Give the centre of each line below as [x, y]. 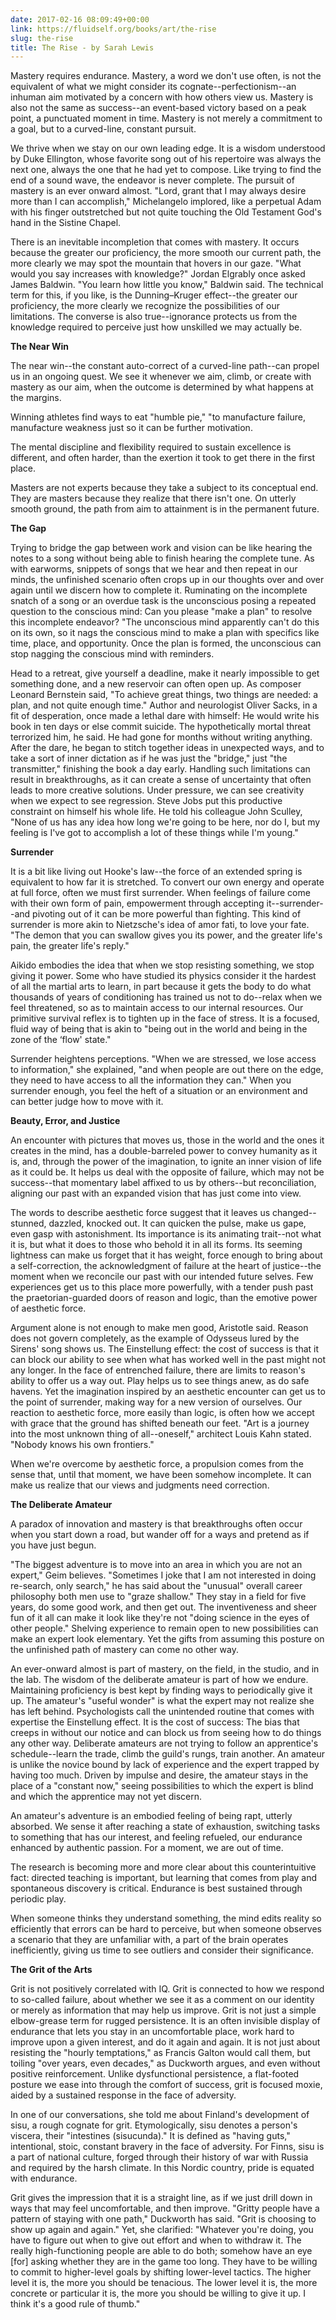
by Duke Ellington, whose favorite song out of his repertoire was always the [166, 159]
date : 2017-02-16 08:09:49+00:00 [80, 19]
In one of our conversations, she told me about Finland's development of [160, 2115]
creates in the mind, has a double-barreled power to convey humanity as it [164, 1151]
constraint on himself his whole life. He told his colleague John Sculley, [156, 812]
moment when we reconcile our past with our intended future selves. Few [162, 1277]
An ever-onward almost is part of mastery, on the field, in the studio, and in [165, 1669]
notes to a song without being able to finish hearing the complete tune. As [162, 558]
